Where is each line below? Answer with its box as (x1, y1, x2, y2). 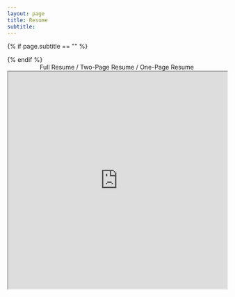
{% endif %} (7, 56, 43, 64)
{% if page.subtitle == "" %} (7, 42, 88, 51)
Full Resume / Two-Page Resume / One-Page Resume (39, 63, 195, 72)
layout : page (7, 10, 45, 17)
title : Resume (7, 17, 49, 24)
